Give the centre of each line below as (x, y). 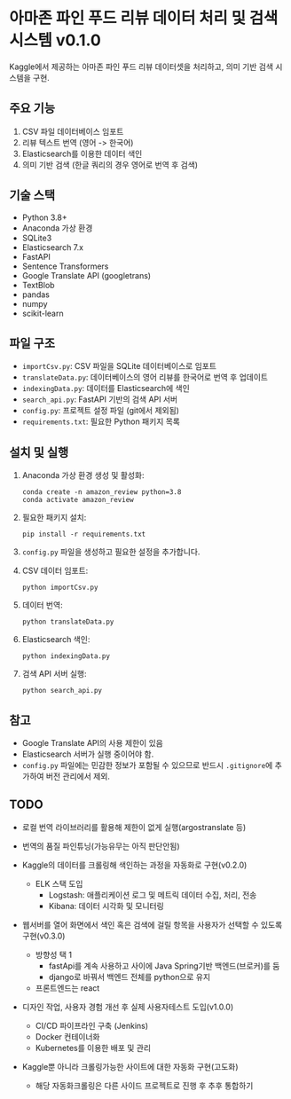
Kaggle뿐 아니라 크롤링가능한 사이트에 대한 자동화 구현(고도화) (130, 1066)
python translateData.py (68, 622)
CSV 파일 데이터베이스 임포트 (73, 131)
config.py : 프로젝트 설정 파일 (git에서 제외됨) (101, 411)
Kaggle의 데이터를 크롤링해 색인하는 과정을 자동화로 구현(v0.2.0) (134, 865)
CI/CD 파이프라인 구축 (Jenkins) (92, 1025)
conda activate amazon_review (78, 500)
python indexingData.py (66, 656)
